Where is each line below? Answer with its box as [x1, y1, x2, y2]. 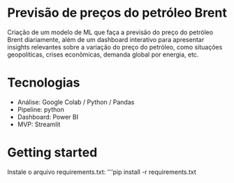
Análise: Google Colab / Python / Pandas [17, 98, 135, 106]
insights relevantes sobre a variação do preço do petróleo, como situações [7, 43, 223, 51]
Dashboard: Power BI [17, 112, 79, 121]
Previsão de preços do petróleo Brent [7, 5, 227, 21]
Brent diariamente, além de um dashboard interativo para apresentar [7, 35, 205, 43]
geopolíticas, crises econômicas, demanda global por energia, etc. [7, 50, 199, 59]
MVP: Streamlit [17, 120, 61, 129]
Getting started [7, 145, 98, 161]
